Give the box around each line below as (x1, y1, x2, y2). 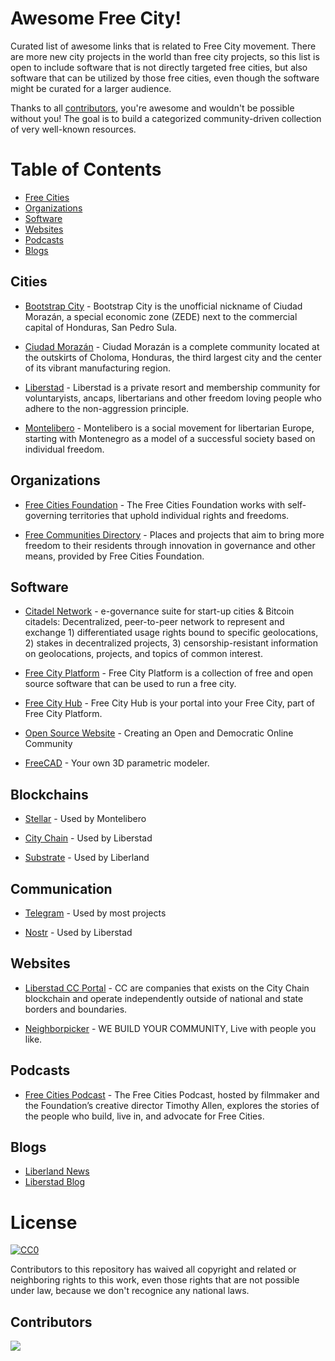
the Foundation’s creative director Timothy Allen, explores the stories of (24, 1099, 320, 1111)
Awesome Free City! (10, 7, 182, 30)
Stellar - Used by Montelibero (24, 813, 147, 825)
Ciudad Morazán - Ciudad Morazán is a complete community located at (24, 340, 320, 352)
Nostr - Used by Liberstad (24, 926, 133, 938)
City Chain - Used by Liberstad (24, 832, 153, 844)
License (10, 1211, 78, 1234)
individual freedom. (24, 443, 105, 455)
